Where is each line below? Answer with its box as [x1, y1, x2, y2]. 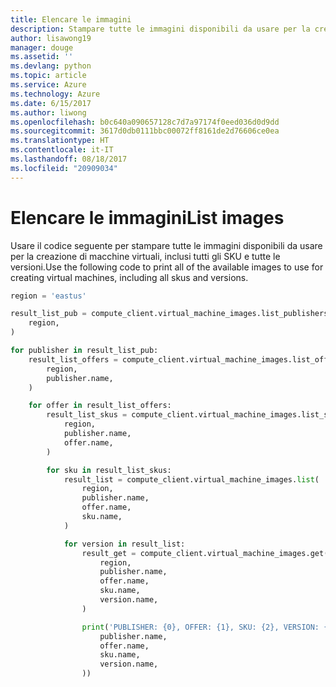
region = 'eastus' [10, 291, 87, 301]
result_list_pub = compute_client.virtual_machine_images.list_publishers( [10, 309, 333, 319]
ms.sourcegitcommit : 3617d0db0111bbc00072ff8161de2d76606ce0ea [10, 126, 280, 136]
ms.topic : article [10, 71, 87, 81]
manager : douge [10, 42, 74, 53]
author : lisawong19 [10, 33, 92, 43]
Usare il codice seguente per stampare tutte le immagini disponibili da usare [10, 239, 323, 251]
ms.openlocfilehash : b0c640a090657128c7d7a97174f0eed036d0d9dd [10, 117, 280, 127]
